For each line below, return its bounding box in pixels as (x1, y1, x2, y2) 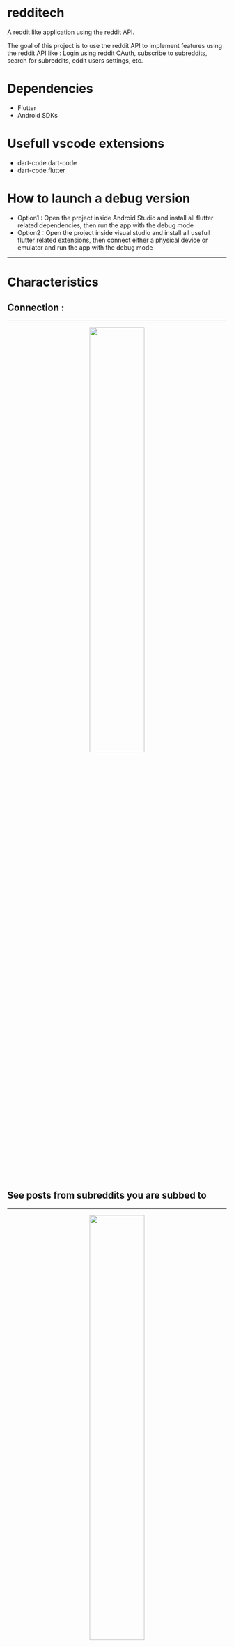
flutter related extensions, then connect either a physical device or (17, 236, 208, 244)
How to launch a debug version (7, 190, 191, 206)
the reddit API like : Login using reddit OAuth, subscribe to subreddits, (7, 49, 208, 57)
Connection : (7, 302, 65, 314)
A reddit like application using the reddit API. (7, 28, 134, 36)
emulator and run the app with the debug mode (17, 243, 153, 252)
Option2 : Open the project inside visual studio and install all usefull (17, 228, 211, 236)
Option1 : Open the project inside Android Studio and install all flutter (17, 213, 214, 222)
